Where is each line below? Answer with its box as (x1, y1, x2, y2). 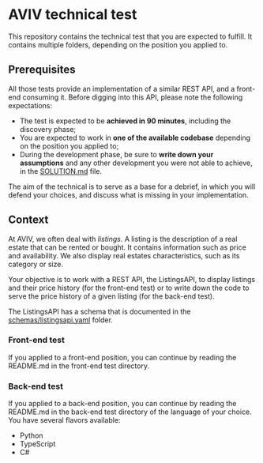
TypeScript (19, 439, 56, 449)
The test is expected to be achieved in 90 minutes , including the (19, 116, 231, 126)
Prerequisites (8, 63, 76, 77)
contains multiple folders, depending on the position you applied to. (8, 40, 228, 49)
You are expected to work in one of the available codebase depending (19, 133, 251, 142)
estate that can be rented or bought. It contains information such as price (8, 243, 246, 252)
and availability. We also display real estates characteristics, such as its (8, 250, 240, 260)
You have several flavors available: (8, 416, 121, 425)
